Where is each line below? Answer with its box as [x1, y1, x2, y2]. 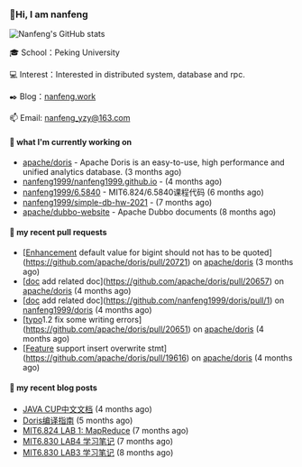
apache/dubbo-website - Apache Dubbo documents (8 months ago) [22, 206, 277, 217]
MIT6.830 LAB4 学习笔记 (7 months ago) [22, 435, 174, 446]
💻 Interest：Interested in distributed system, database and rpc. [9, 69, 245, 80]
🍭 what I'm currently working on [9, 136, 133, 147]
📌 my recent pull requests [9, 227, 107, 238]
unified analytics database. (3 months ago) [22, 166, 182, 177]
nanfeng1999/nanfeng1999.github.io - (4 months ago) [22, 176, 223, 187]
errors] [115, 314, 142, 325]
